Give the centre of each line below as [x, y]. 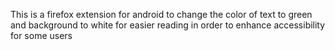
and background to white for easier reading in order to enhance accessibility [168, 25]
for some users [41, 35]
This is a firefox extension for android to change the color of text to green [161, 14]
